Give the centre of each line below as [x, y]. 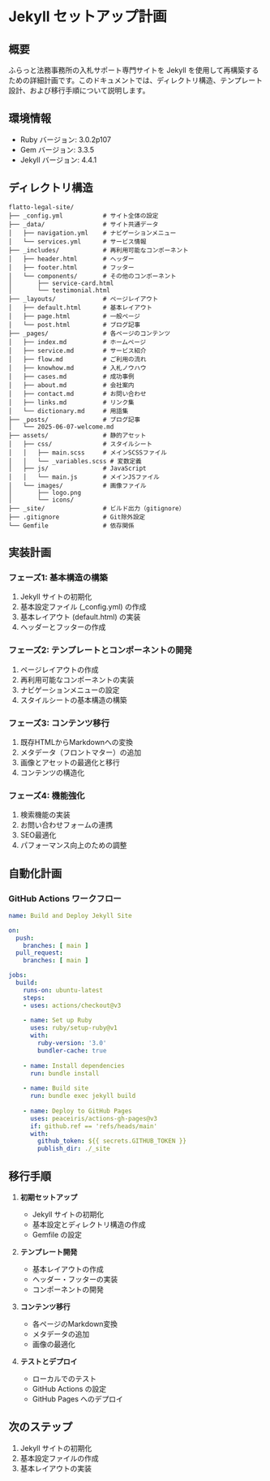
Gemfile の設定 [57, 1234]
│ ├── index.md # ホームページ [77, 342]
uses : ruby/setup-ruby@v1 [73, 1028]
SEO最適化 [38, 835]
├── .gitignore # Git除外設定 [77, 517]
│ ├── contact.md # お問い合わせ [77, 394]
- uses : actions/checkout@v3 [72, 1005]
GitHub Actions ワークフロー [65, 898]
